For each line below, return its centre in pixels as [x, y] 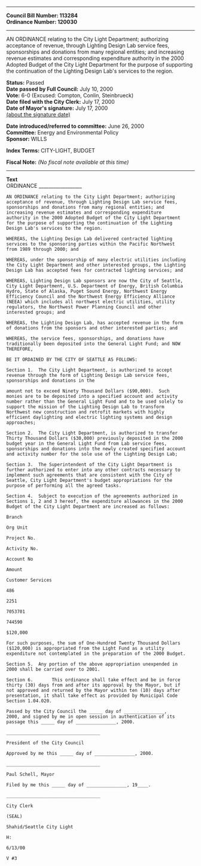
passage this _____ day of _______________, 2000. [71, 722]
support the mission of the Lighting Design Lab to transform [85, 407]
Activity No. [22, 549]
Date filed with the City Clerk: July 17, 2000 [60, 102]
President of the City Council [45, 743]
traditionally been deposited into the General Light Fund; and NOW [93, 344]
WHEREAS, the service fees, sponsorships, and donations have [85, 338]
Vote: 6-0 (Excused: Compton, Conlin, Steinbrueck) [70, 95]
